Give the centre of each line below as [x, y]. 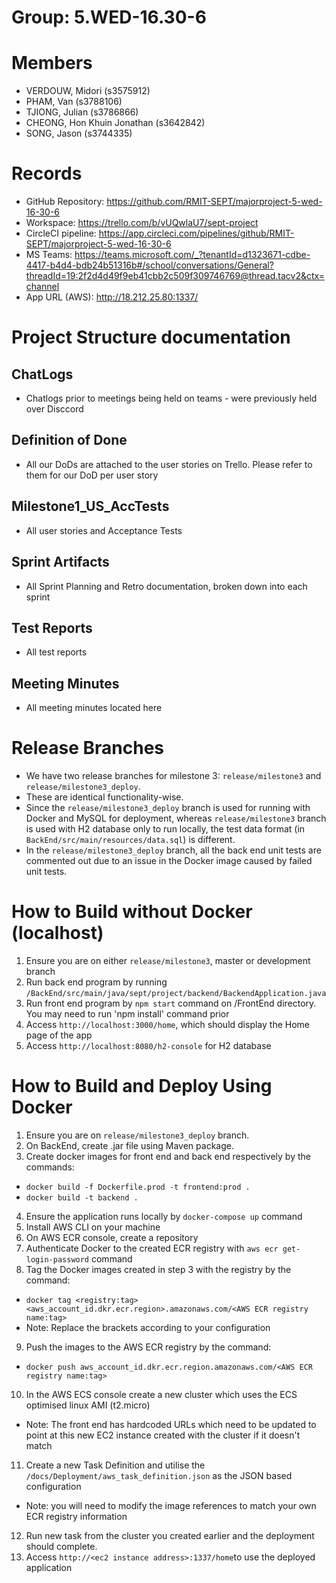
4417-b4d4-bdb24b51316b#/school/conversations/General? [149, 265]
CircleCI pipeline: [61, 233]
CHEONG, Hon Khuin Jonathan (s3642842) [115, 123]
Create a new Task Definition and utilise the [115, 1465]
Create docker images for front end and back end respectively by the [168, 1156]
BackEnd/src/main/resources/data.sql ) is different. [130, 840]
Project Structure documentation [151, 337]
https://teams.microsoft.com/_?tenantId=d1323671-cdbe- [192, 255]
